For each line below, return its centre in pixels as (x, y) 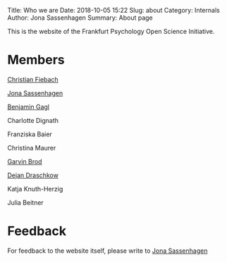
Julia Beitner (25, 202)
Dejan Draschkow (33, 175)
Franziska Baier (30, 134)
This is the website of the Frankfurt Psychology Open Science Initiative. (111, 31)
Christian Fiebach (33, 79)
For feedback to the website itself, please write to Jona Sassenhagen (108, 251)
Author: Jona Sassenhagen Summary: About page (80, 18)
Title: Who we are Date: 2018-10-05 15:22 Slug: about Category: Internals (114, 10)
